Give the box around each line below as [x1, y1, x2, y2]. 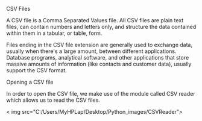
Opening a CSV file [6, 78, 54, 85]
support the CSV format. [6, 67, 68, 74]
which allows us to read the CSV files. [6, 96, 101, 104]
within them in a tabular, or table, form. [6, 29, 103, 37]
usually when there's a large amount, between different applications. [6, 48, 177, 55]
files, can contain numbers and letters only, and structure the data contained [6, 23, 197, 30]
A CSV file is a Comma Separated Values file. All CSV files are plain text [6, 17, 184, 23]
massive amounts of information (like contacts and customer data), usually [6, 60, 192, 67]
